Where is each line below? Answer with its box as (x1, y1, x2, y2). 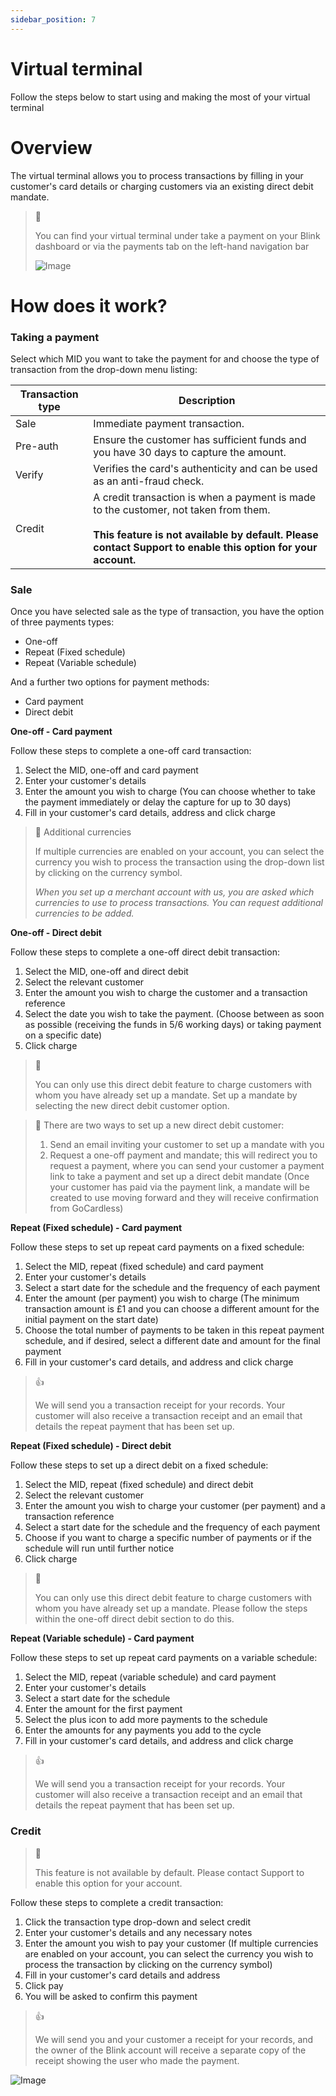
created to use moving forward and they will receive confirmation (49, 1192, 319, 1204)
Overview (10, 136, 93, 159)
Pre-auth (15, 439, 59, 453)
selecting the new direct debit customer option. (34, 1100, 230, 1112)
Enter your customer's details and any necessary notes (24, 1926, 253, 1938)
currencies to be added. (34, 907, 135, 920)
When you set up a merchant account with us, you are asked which (34, 886, 315, 898)
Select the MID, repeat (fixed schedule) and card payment (24, 1261, 264, 1273)
